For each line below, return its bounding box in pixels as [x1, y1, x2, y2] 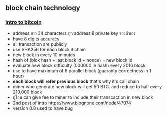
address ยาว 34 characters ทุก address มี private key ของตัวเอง [12, 30, 136, 36]
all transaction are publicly [12, 41, 67, 47]
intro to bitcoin [5, 19, 42, 26]
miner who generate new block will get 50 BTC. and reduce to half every [12, 83, 162, 89]
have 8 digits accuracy [12, 36, 60, 42]
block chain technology [5, 4, 80, 12]
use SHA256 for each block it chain [12, 46, 86, 52]
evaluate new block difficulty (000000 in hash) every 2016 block [12, 62, 146, 68]
